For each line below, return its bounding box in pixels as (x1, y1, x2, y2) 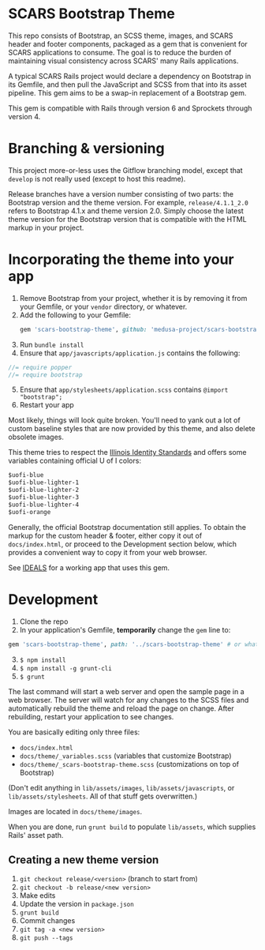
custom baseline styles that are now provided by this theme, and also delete (8, 424, 256, 434)
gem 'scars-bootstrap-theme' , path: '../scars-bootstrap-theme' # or (8, 640, 242, 648)
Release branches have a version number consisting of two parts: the (8, 189, 234, 198)
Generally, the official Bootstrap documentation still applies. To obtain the (8, 522, 247, 531)
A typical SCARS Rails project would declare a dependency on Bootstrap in (8, 71, 252, 81)
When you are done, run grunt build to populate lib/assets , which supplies (8, 822, 256, 832)
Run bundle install (19, 340, 84, 349)
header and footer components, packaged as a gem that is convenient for (8, 39, 248, 48)
